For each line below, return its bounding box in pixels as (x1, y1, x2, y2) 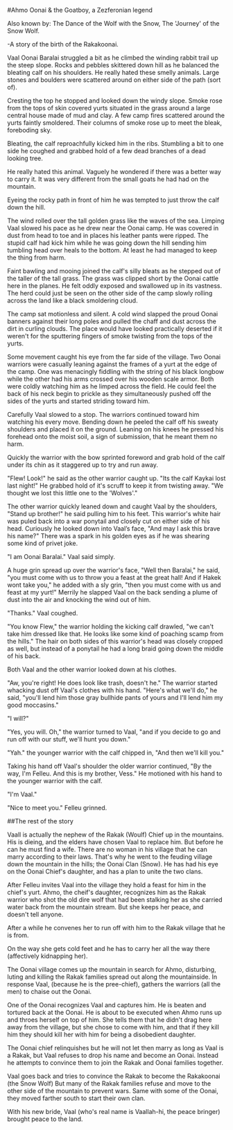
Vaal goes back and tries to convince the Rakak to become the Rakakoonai (7, 1072, 221, 1080)
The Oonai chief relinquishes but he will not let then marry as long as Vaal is (7, 1044, 224, 1052)
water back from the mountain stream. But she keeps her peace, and (7, 903, 204, 911)
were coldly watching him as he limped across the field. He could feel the (7, 382, 217, 391)
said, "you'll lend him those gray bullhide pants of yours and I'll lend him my (7, 694, 223, 701)
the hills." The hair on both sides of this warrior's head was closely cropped (7, 637, 223, 645)
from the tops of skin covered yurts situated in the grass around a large (7, 104, 211, 112)
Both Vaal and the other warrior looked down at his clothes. (7, 665, 177, 674)
